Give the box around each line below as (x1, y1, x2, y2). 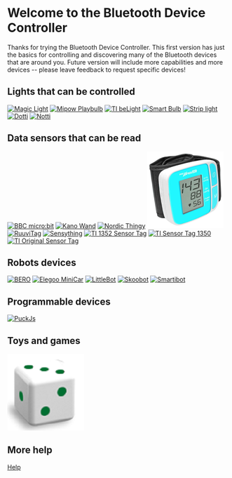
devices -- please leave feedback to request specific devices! (7, 65, 186, 74)
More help (7, 444, 53, 456)
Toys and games (7, 335, 81, 347)
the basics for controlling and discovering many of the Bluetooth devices (7, 51, 217, 59)
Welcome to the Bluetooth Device (7, 5, 206, 21)
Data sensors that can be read (7, 132, 142, 145)
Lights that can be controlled (7, 86, 135, 98)
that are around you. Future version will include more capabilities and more (7, 58, 223, 66)
